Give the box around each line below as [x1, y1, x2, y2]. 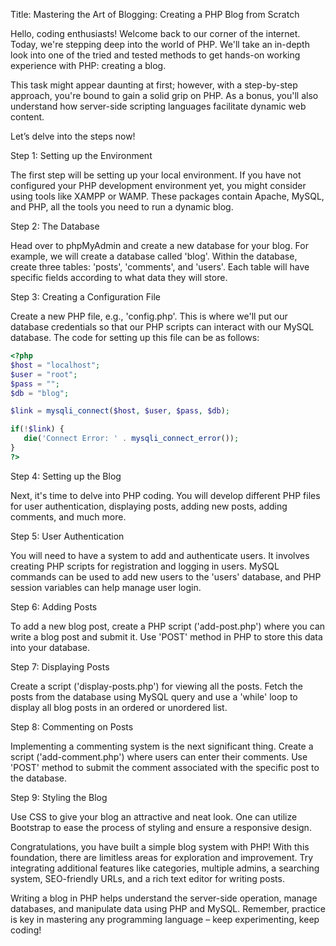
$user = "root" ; [10, 369, 78, 379]
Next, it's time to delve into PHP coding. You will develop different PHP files [10, 489, 321, 501]
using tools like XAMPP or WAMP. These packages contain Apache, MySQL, [10, 190, 325, 202]
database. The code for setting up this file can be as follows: [10, 332, 260, 343]
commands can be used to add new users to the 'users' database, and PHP [10, 570, 322, 583]
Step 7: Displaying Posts [10, 660, 110, 673]
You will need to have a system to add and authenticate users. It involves [10, 549, 310, 561]
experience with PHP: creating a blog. [10, 60, 167, 71]
